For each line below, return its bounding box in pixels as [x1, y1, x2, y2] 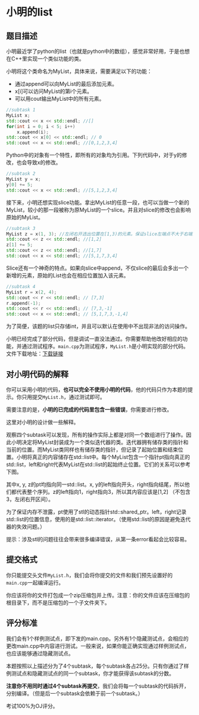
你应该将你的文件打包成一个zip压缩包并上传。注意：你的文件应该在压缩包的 [6, 591, 190, 599]
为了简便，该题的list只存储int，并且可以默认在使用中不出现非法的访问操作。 [6, 323, 191, 330]
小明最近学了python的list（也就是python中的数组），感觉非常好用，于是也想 [6, 48, 190, 55]
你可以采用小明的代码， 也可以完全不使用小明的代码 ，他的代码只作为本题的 [6, 386, 188, 393]
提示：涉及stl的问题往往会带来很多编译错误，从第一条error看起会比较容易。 [6, 535, 190, 542]
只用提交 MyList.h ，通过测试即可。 [21, 393, 105, 400]
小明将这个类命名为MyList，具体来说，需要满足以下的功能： [6, 68, 152, 75]
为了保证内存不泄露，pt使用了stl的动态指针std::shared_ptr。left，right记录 [6, 508, 187, 515]
